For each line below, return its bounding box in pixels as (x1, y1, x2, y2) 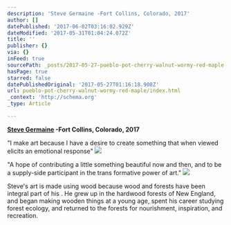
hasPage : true (7, 68, 48, 75)
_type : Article (7, 100, 51, 107)
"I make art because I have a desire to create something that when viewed (7, 138, 219, 147)
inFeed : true (7, 55, 45, 62)
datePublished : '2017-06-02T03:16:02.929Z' (7, 23, 135, 30)
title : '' (7, 36, 36, 43)
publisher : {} (7, 42, 48, 49)
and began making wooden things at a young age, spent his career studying (7, 197, 224, 205)
